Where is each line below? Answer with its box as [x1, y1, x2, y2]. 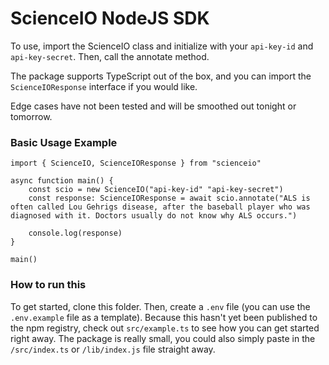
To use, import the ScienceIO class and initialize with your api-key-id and [10, 40, 314, 52]
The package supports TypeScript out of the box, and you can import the [10, 70, 312, 82]
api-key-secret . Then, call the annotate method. [10, 50, 210, 62]
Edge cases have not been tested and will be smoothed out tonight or [10, 100, 297, 112]
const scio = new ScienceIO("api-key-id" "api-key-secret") [28, 185, 284, 195]
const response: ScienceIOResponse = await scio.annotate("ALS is [28, 193, 311, 204]
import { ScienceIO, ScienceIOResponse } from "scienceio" [10, 158, 262, 169]
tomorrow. [10, 110, 53, 122]
